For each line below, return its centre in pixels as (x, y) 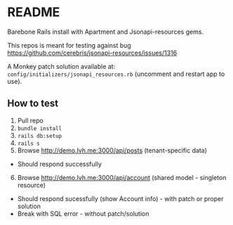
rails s (28, 143)
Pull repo (30, 120)
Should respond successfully (59, 164)
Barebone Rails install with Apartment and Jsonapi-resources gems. (106, 32)
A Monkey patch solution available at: (61, 66)
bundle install (40, 128)
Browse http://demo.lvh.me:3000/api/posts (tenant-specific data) (112, 150)
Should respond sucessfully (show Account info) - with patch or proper (120, 198)
